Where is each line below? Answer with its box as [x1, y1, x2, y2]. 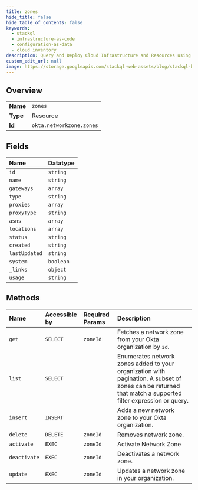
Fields [6, 141, 29, 151]
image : [6, 63, 22, 70]
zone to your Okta [117, 413, 167, 422]
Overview [6, 85, 43, 95]
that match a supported [117, 389, 182, 397]
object [48, 266, 67, 273]
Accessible [45, 311, 77, 319]
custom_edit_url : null [6, 58, 62, 64]
